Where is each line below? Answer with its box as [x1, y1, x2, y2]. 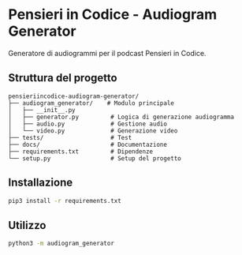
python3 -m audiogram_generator [8, 239, 114, 248]
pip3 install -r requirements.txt [8, 197, 122, 204]
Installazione [8, 176, 73, 189]
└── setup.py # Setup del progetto [8, 154, 181, 163]
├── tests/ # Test [8, 133, 132, 141]
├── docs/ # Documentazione [8, 141, 168, 148]
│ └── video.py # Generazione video [8, 126, 178, 135]
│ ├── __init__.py [8, 106, 76, 114]
